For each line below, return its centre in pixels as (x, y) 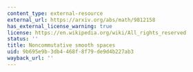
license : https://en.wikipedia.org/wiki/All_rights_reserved (97, 33)
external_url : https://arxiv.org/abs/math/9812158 (81, 20)
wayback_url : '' (30, 58)
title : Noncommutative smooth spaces (61, 45)
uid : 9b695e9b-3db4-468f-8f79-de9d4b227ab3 (71, 52)
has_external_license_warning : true (60, 26)
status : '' (23, 39)
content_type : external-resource (55, 13)
